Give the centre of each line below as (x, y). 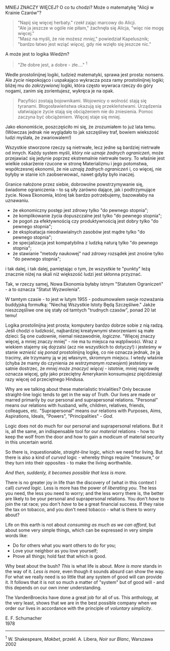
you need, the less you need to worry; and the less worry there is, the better (84, 493)
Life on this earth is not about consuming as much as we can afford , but (80, 524)
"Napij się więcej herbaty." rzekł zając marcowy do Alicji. (77, 23)
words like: (16, 535)
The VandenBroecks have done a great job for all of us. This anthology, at (82, 597)
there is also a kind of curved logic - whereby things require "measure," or (83, 457)
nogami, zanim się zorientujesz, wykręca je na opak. (60, 90)
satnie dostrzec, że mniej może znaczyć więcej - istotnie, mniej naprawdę (82, 368)
